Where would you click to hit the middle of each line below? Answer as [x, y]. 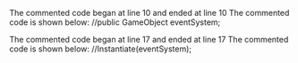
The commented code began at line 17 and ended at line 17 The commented [149, 39]
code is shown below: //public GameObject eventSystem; [115, 22]
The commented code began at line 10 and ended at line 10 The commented [149, 13]
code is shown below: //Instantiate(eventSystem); [101, 49]
